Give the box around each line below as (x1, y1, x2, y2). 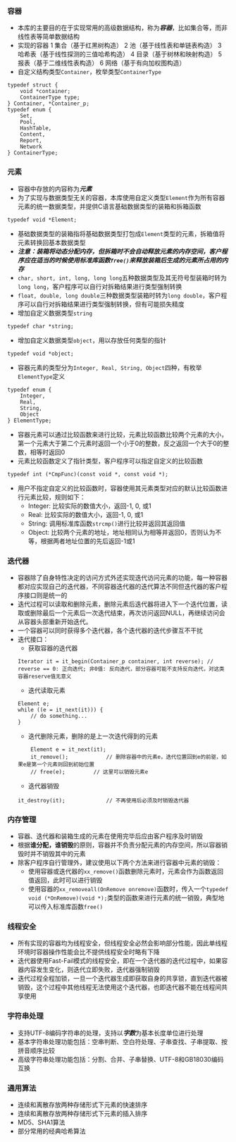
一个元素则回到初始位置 (36, 761, 95, 768)
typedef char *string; (7, 323, 74, 330)
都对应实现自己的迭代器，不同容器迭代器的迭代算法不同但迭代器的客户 (17, 582, 222, 590)
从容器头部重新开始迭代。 (17, 617, 92, 626)
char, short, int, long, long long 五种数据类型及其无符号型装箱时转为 (17, 273, 228, 282)
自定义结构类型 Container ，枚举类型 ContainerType (17, 68, 162, 76)
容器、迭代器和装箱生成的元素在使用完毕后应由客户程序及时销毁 (17, 832, 203, 840)
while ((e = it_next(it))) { (17, 706, 104, 713)
